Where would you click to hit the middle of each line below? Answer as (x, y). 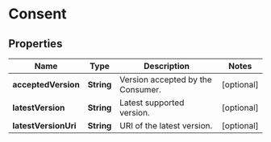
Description (167, 66)
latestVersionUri (44, 126)
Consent (38, 14)
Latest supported (152, 103)
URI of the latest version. (166, 126)
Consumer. (140, 89)
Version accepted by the (166, 79)
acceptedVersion (46, 85)
